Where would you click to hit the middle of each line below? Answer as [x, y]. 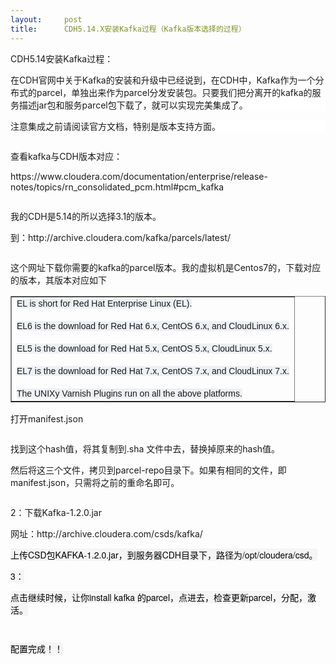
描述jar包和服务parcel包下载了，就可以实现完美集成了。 [133, 105]
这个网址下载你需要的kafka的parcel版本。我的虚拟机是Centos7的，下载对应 [166, 267]
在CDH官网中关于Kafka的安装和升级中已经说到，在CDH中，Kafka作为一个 [163, 80]
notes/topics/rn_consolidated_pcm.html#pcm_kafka [117, 187]
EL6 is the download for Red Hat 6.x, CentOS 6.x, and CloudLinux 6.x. [153, 325]
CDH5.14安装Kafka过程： [62, 58]
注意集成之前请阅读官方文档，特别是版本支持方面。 [115, 126]
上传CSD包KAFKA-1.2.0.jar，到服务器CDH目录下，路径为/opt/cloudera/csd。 [164, 554]
